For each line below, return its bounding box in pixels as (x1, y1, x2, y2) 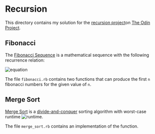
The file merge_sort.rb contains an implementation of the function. (5, 123, 139, 129)
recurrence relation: (5, 57, 45, 63)
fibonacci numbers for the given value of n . (5, 81, 92, 87)
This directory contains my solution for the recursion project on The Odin (5, 20, 150, 25)
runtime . (5, 113, 43, 119)
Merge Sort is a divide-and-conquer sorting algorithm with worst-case (5, 109, 147, 114)
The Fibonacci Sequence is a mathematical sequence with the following (5, 52, 150, 58)
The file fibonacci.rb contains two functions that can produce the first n (5, 76, 150, 82)
